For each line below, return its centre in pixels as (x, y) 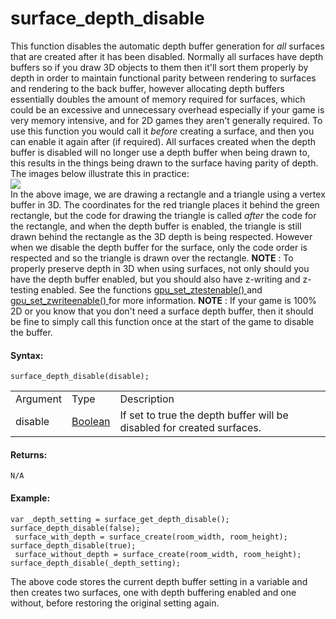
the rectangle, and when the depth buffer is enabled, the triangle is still (156, 226)
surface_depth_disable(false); (75, 528)
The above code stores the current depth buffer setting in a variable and (159, 581)
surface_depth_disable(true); (73, 545)
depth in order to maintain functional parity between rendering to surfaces (163, 78)
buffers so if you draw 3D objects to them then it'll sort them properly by (159, 67)
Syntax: (27, 355)
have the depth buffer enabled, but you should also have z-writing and (155, 279)
